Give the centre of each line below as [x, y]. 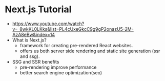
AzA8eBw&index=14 [34, 34]
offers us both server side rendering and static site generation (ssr [90, 51]
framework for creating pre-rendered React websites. [76, 45]
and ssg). [30, 56]
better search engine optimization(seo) [61, 72]
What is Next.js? [29, 40]
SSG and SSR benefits [36, 62]
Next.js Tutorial [38, 9]
